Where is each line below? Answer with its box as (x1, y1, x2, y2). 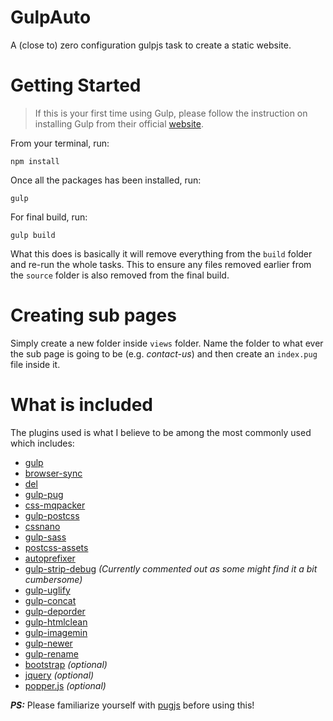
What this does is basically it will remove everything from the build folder (10, 247, 313, 260)
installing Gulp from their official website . (34, 117, 204, 130)
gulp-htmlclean (24, 616, 88, 628)
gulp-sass (24, 531, 67, 543)
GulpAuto (10, 6, 92, 29)
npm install (10, 156, 60, 166)
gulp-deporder (24, 605, 86, 617)
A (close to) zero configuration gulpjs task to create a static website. (10, 39, 292, 51)
